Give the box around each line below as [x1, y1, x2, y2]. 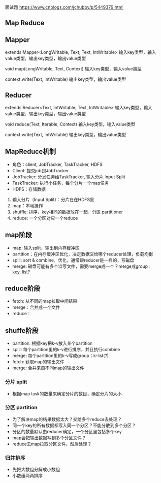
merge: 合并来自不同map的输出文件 [12, 365, 85, 371]
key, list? [12, 269, 31, 275]
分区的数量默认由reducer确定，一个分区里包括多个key [12, 428, 122, 434]
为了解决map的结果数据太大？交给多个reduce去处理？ [12, 416, 122, 422]
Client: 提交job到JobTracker [12, 167, 69, 173]
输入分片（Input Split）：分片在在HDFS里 [12, 196, 95, 202]
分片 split [5, 379, 27, 386]
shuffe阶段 [5, 326, 38, 335]
